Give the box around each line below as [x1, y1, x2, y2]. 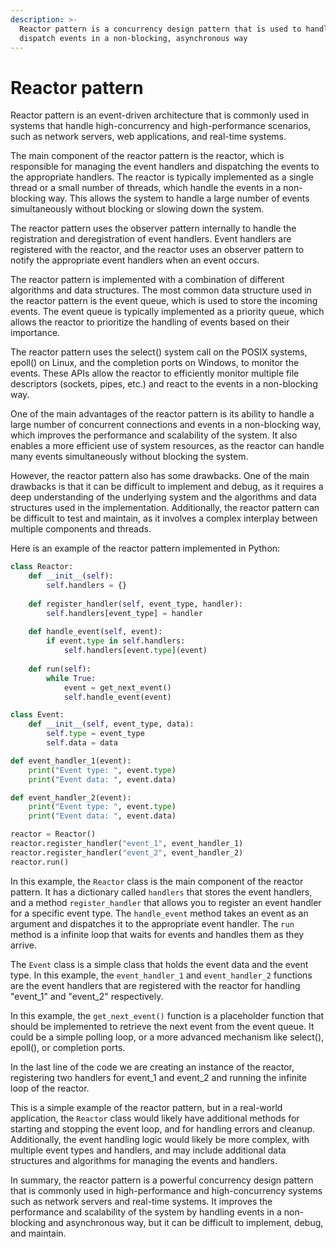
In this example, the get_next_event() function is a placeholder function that [10, 1009, 325, 1021]
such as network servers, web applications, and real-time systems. [10, 131, 287, 143]
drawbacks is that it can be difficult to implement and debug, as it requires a [10, 481, 324, 493]
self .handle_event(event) [63, 692, 172, 702]
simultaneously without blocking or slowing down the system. [10, 203, 265, 215]
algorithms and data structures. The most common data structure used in [10, 284, 312, 296]
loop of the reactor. [10, 1082, 90, 1094]
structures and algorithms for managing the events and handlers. [10, 1154, 278, 1166]
